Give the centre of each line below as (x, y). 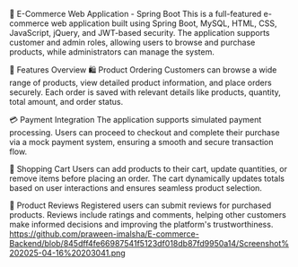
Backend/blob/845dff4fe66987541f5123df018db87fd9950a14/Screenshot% (149, 243)
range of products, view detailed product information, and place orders (140, 82)
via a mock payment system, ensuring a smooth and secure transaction (141, 142)
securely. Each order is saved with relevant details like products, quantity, (145, 92)
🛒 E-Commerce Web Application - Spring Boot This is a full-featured (136, 14)
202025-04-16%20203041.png (67, 253)
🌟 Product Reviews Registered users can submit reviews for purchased (140, 205)
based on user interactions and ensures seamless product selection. (136, 188)
